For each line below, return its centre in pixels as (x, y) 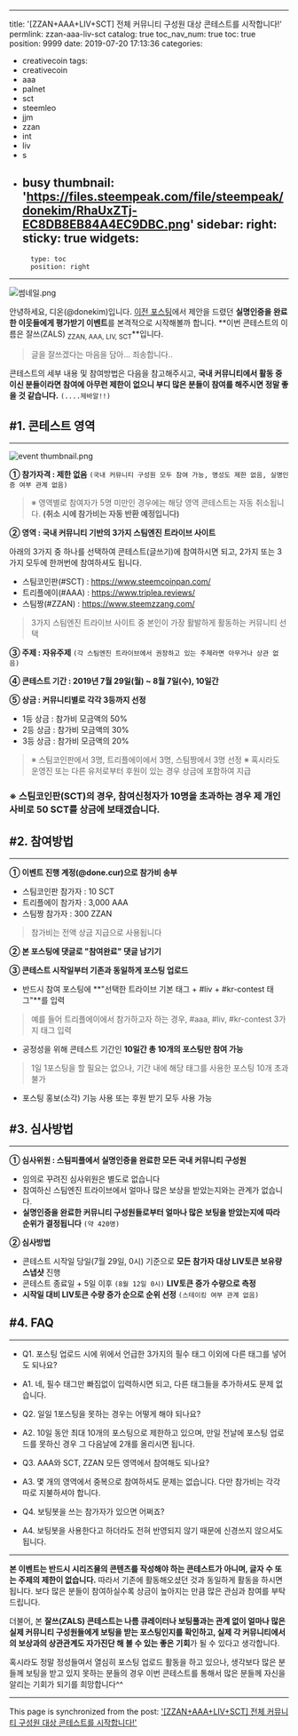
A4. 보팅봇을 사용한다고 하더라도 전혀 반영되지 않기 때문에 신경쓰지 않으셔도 (153, 1530)
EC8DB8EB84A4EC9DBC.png (106, 224)
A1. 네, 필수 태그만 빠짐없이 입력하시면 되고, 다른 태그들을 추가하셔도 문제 (148, 1383)
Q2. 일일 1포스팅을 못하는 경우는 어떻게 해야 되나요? (111, 1413)
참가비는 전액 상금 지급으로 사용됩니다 (96, 933)
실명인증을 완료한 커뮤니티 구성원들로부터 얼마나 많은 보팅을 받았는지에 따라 (151, 1212)
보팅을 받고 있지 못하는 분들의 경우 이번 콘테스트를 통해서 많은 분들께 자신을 (156, 1673)
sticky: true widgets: (80, 239)
